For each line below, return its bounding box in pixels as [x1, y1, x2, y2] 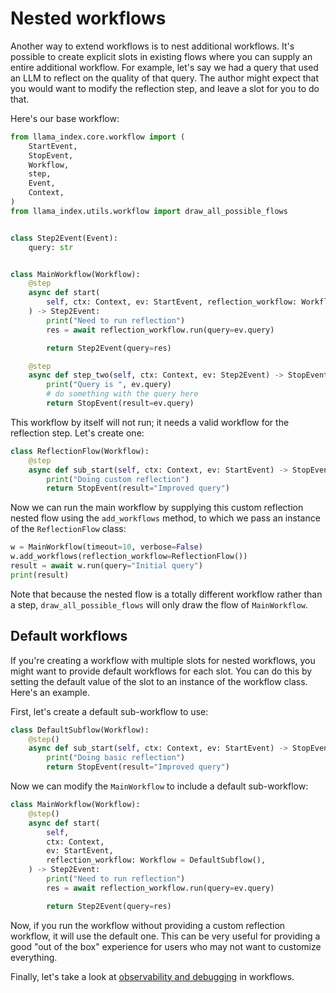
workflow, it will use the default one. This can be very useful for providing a [10, 930, 321, 942]
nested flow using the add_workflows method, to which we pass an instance [10, 512, 321, 524]
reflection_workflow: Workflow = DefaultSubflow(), [46, 855, 267, 866]
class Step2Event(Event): [10, 233, 118, 243]
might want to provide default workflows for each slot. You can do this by [10, 665, 313, 677]
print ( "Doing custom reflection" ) [46, 474, 190, 484]
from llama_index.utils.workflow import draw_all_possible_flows [10, 206, 288, 216]
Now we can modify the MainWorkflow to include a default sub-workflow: [10, 780, 309, 792]
